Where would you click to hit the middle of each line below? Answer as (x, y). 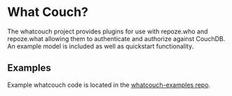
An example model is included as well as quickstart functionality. (101, 46)
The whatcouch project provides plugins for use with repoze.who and (108, 31)
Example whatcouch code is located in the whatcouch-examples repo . (109, 85)
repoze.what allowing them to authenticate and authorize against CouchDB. (116, 38)
